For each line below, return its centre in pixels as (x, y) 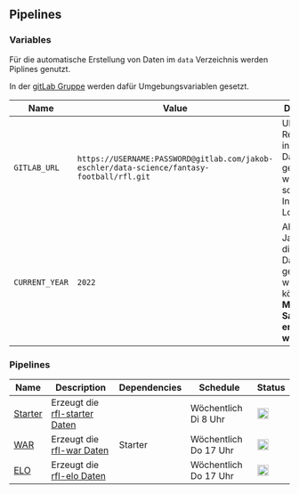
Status (271, 387)
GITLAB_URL (36, 167)
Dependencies (150, 387)
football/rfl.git (114, 176)
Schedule (219, 387)
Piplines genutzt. (40, 69)
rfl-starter (73, 413)
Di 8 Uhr (207, 419)
